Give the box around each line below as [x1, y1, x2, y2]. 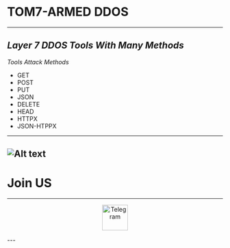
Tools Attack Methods [7, 57, 70, 66]
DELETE [16, 100, 40, 108]
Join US [7, 176, 53, 191]
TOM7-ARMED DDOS [7, 4, 129, 20]
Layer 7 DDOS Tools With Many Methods [7, 40, 185, 51]
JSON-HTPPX [16, 122, 57, 130]
